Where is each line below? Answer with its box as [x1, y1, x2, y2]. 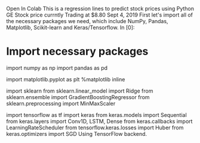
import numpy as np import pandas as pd [6, 64, 108, 71]
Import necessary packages [6, 45, 149, 58]
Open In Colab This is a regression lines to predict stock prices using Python [6, 5, 194, 12]
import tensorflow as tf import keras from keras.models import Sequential [6, 111, 187, 118]
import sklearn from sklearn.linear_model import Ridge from [6, 87, 153, 94]
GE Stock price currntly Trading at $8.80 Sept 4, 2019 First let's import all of [6, 11, 193, 18]
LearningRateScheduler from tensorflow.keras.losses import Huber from [6, 124, 184, 131]
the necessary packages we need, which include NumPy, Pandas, [6, 18, 168, 24]
